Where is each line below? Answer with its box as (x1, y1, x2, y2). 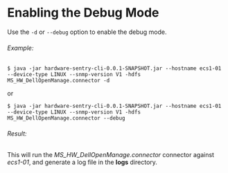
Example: (7, 44, 34, 52)
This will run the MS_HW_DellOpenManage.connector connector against (7, 151, 215, 159)
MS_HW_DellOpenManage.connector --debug (7, 115, 126, 122)
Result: (7, 129, 27, 138)
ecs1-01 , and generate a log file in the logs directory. (7, 158, 158, 167)
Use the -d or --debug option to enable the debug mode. (7, 28, 167, 36)
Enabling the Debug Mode (7, 5, 159, 21)
